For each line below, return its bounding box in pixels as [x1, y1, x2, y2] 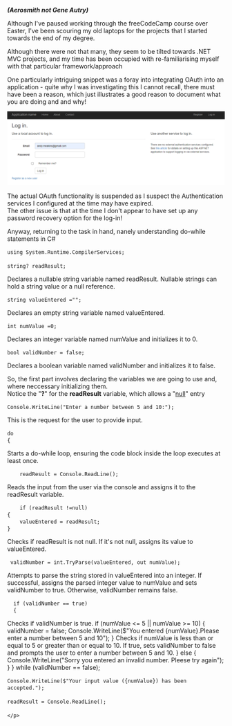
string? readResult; [7, 263, 67, 270]
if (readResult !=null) [19, 505, 88, 511]
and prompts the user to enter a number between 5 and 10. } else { [7, 648, 197, 657]
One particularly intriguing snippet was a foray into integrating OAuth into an [7, 75, 224, 84]
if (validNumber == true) [13, 600, 88, 608]
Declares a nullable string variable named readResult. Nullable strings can [7, 275, 217, 283]
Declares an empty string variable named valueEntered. [7, 309, 166, 317]
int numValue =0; [7, 323, 57, 330]
